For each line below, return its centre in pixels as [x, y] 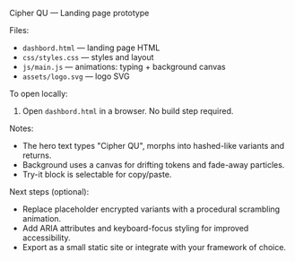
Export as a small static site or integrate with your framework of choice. [154, 247]
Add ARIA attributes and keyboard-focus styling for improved [135, 228]
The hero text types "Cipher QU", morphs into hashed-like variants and [153, 146]
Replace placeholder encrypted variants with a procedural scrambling [151, 209]
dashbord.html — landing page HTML [91, 48]
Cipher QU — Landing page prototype [79, 13]
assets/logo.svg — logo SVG [76, 76]
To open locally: [39, 94]
